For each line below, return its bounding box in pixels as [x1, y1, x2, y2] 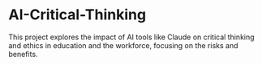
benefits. [8, 49, 38, 59]
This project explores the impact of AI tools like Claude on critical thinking [8, 32, 255, 42]
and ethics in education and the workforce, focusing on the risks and [8, 40, 238, 50]
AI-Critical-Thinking [8, 6, 147, 24]
